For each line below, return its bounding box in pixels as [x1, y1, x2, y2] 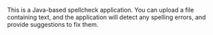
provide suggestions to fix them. [7, 21, 99, 28]
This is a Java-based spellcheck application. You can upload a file [7, 6, 194, 14]
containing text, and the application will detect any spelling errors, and [7, 13, 206, 21]
